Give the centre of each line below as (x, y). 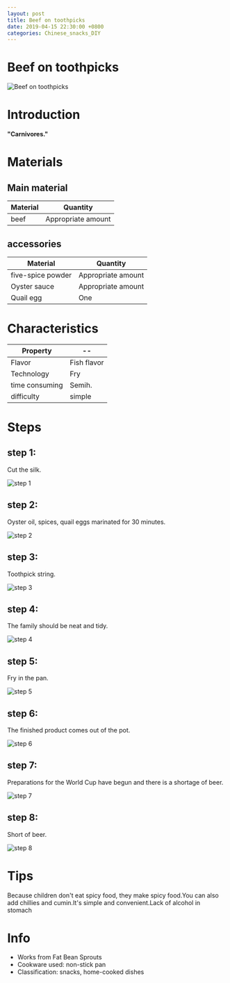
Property (37, 351)
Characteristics (53, 329)
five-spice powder (41, 275)
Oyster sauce (32, 286)
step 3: (23, 557)
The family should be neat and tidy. (58, 626)
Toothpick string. (31, 574)
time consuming (37, 385)
